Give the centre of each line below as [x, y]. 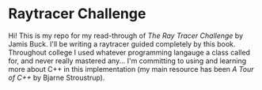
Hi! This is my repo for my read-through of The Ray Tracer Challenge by [126, 36]
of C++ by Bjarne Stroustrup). [57, 77]
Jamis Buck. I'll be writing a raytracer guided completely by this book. [122, 43]
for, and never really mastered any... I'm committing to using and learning [127, 61]
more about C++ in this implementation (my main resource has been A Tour [131, 69]
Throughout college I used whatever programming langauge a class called [129, 52]
